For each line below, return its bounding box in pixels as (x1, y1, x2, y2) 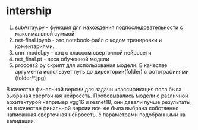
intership (6, 4, 52, 18)
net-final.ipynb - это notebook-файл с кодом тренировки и (14, 36, 162, 43)
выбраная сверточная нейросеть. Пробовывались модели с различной (6, 92, 188, 99)
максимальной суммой (14, 30, 75, 37)
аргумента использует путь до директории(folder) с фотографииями (14, 68, 189, 75)
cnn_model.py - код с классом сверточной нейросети (14, 49, 152, 56)
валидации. (6, 117, 36, 124)
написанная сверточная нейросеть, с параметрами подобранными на (6, 111, 186, 118)
